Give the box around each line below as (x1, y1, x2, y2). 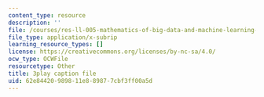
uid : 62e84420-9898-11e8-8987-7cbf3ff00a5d (8, 77, 153, 84)
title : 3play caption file (8, 70, 97, 77)
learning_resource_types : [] (8, 41, 104, 48)
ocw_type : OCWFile (8, 56, 68, 63)
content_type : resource (8, 11, 86, 20)
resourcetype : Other (8, 63, 76, 70)
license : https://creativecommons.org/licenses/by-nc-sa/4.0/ (8, 48, 216, 56)
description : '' (8, 19, 61, 27)
